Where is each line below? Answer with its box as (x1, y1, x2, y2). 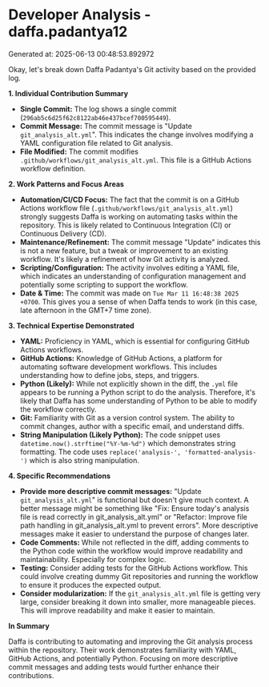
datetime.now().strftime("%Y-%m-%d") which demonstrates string (19, 438, 236, 448)
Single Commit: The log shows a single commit (19, 104, 177, 114)
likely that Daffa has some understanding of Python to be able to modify (19, 396, 258, 405)
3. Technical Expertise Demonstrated (8, 320, 134, 330)
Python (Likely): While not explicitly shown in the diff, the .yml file (19, 379, 239, 388)
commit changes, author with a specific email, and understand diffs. (19, 421, 245, 431)
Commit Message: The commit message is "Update (19, 121, 192, 131)
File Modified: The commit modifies (19, 147, 139, 156)
